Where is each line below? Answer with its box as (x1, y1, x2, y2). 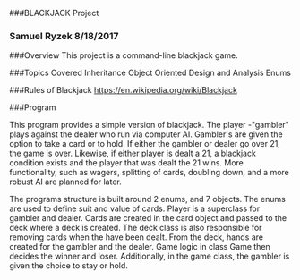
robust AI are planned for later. (9, 176, 123, 187)
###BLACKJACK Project (9, 8, 99, 18)
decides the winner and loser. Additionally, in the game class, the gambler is (9, 250, 290, 262)
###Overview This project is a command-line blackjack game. (9, 50, 239, 61)
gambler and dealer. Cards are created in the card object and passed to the (9, 213, 287, 224)
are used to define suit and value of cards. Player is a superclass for (9, 203, 261, 214)
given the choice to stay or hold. (9, 260, 128, 271)
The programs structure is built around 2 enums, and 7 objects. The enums (9, 194, 287, 205)
